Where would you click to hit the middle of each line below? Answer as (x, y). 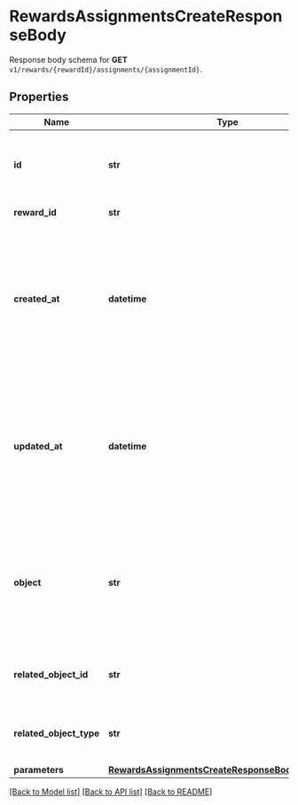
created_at (37, 299)
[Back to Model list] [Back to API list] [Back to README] (111, 792)
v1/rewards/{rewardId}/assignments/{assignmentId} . (106, 69)
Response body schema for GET (69, 59)
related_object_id (51, 674)
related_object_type (57, 733)
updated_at (38, 446)
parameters (39, 770)
